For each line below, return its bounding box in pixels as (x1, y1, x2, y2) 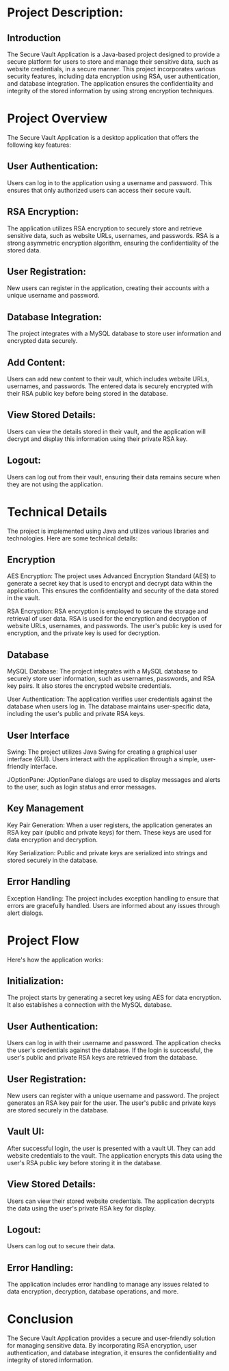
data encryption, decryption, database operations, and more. (7, 1287, 179, 1296)
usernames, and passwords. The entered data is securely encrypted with (7, 382, 213, 390)
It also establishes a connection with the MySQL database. (7, 1001, 172, 1009)
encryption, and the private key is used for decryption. (7, 629, 161, 637)
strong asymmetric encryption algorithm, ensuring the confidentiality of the (7, 239, 219, 247)
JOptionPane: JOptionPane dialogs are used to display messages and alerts (7, 776, 221, 783)
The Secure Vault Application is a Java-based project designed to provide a (7, 50, 220, 58)
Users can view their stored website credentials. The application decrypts (7, 1197, 215, 1205)
